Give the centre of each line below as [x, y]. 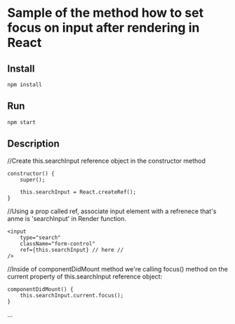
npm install [25, 85]
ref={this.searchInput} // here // [72, 250]
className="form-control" [58, 243]
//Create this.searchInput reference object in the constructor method [106, 161]
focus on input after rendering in [103, 28]
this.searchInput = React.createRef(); [78, 192]
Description [33, 144]
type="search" [40, 237]
